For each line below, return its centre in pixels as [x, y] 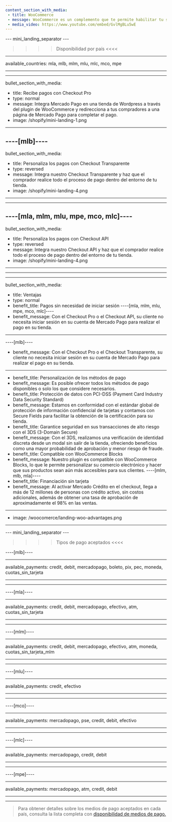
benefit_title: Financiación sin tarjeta [51, 481]
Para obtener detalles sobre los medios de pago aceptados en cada [89, 808]
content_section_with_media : [36, 10]
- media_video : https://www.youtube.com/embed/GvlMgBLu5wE [72, 24]
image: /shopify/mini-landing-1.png [50, 120]
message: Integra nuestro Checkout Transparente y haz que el [79, 174]
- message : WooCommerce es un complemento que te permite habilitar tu [85, 19]
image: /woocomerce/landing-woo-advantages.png [67, 518]
